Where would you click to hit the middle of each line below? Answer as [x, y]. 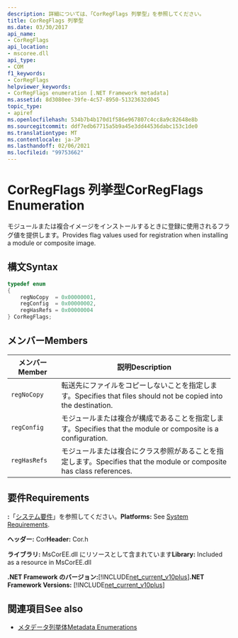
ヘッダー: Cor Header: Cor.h [48, 539]
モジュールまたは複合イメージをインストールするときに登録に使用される [113, 226]
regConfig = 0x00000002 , [58, 304]
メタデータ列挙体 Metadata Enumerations [77, 627]
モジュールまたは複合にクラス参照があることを [139, 450]
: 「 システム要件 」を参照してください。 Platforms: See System [98, 517]
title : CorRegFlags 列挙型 [45, 21]
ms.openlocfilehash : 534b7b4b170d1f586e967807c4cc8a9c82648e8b [103, 119]
